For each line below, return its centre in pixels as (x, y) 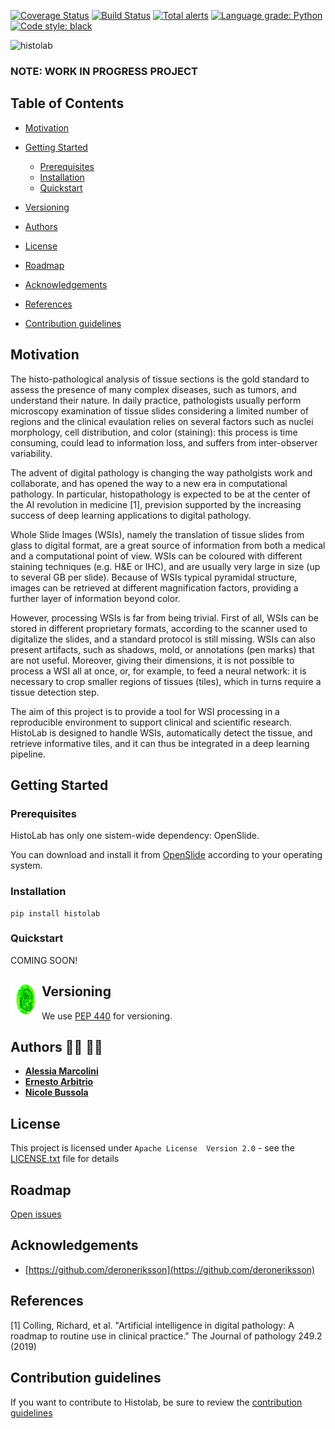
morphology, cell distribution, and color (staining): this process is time (154, 432)
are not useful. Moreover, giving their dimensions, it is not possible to (152, 660)
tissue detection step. (55, 692)
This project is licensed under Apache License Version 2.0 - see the (152, 1148)
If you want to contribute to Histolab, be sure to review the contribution (156, 1402)
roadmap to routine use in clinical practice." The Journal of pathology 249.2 (166, 1336)
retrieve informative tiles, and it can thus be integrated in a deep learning (160, 743)
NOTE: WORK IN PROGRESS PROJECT (104, 71)
